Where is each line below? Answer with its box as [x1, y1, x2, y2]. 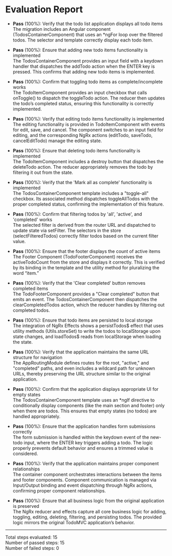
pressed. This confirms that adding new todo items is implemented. [12, 68, 155, 75]
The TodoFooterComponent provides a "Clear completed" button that [12, 291, 160, 297]
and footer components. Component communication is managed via [12, 476, 157, 483]
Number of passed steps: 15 [5, 540, 65, 546]
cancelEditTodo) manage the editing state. [12, 137, 102, 144]
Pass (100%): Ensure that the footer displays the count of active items [12, 248, 161, 254]
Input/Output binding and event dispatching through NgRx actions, [12, 482, 154, 488]
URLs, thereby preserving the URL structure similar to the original [12, 370, 150, 376]
